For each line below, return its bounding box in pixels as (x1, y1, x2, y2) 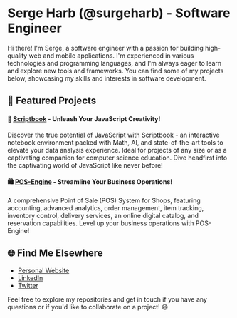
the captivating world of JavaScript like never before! (7, 160, 164, 169)
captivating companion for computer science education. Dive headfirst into (7, 153, 228, 162)
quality (7, 51, 28, 60)
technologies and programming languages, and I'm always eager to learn (7, 58, 222, 67)
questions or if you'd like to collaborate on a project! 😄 (7, 302, 169, 311)
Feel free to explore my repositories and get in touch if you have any (7, 294, 208, 304)
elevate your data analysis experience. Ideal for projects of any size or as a (7, 145, 227, 154)
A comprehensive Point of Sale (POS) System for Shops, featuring (7, 196, 201, 205)
